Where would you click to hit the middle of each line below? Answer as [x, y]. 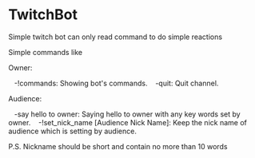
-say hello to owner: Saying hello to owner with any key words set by [127, 114]
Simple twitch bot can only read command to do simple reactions [115, 37]
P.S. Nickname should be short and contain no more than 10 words [118, 146]
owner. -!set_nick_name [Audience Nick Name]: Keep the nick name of [128, 122]
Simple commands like [45, 52]
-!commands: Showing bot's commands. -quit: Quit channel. [116, 83]
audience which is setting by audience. [73, 131]
